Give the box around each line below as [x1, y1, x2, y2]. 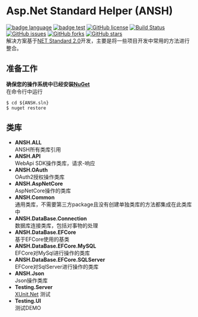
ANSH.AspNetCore [14, 180, 63, 187]
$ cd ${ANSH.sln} [6, 100, 49, 106]
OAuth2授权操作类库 [14, 173, 65, 180]
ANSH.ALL [14, 138, 42, 146]
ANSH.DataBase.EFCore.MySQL [14, 242, 97, 249]
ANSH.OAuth [14, 166, 48, 173]
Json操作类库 [14, 277, 48, 284]
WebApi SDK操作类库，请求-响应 [14, 159, 95, 167]
